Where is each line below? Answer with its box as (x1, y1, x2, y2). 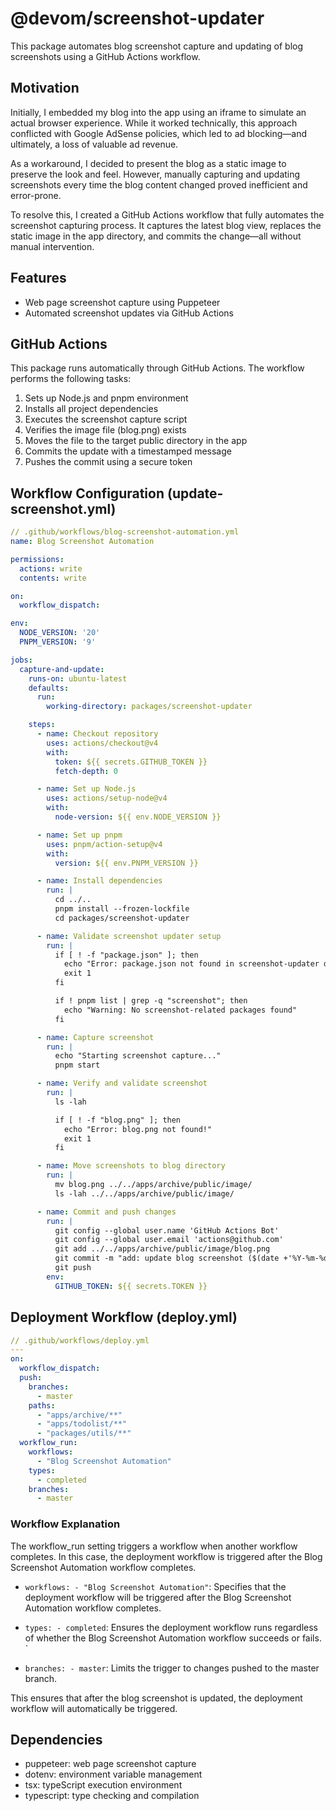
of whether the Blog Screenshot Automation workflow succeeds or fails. (24, 1632, 322, 1644)
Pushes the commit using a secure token (24, 456, 193, 468)
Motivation (10, 80, 80, 97)
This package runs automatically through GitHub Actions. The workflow (10, 362, 305, 374)
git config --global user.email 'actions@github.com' (54, 1235, 284, 1245)
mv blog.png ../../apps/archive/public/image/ (54, 1180, 253, 1190)
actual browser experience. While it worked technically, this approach (10, 117, 298, 129)
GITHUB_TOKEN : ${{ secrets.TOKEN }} (54, 1281, 208, 1291)
